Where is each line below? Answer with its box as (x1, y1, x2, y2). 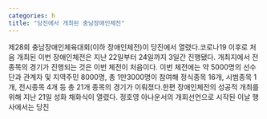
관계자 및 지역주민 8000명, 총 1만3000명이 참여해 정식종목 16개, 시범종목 (22, 72, 253, 81)
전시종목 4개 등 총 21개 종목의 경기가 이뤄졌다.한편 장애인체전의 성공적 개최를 (18, 81, 259, 92)
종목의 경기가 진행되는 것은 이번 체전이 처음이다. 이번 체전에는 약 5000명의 (8, 61, 242, 72)
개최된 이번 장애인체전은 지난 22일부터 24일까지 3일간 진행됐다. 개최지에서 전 (16, 52, 259, 61)
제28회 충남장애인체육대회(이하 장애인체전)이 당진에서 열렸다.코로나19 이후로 (8, 42, 249, 52)
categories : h (8, 11, 56, 20)
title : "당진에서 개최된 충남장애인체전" (8, 19, 125, 27)
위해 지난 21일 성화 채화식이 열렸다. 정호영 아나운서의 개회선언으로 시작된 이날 (8, 92, 251, 101)
